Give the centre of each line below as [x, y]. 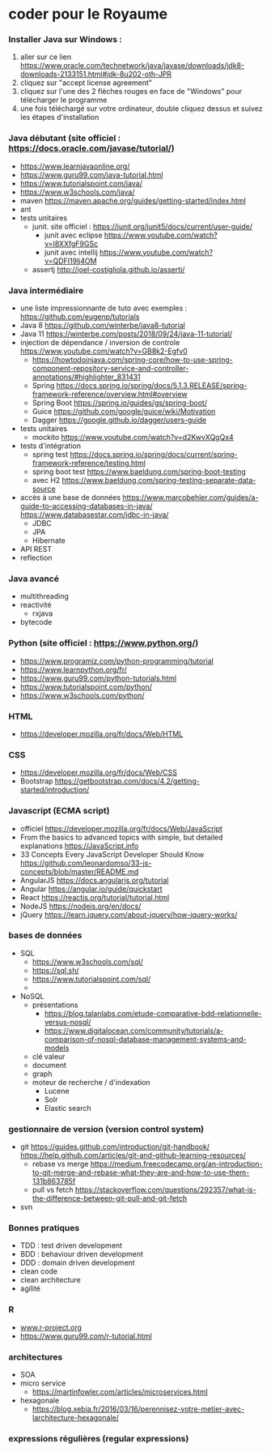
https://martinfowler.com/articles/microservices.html [120, 1392]
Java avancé [34, 579]
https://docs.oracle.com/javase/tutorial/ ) [92, 148]
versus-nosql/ [68, 1022]
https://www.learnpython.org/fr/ [74, 669]
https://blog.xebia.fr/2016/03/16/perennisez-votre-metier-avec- [138, 1409]
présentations [55, 1005]
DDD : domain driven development [77, 1263]
